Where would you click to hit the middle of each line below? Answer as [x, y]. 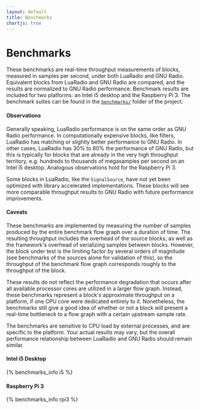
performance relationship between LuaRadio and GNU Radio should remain [99, 338]
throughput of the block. [36, 270]
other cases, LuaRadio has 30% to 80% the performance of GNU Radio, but [100, 148]
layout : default [26, 12]
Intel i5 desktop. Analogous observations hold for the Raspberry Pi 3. [92, 167]
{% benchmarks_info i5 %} [40, 372]
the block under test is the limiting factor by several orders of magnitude [95, 251]
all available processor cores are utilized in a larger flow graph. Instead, [95, 288]
